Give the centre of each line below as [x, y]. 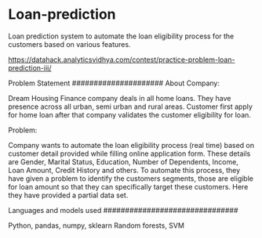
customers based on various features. [69, 44]
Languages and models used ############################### [123, 210]
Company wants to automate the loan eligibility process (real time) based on [131, 145]
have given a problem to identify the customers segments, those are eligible [131, 178]
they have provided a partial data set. [68, 195]
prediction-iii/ [30, 67]
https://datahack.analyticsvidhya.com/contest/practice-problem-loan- [122, 59]
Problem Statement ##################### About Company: [114, 83]
